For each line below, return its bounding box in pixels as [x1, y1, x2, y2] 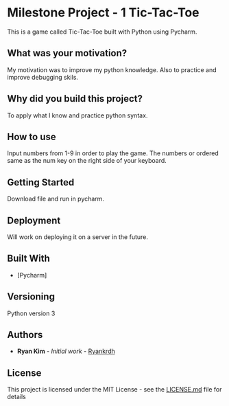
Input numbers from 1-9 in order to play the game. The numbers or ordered [7, 149, 219, 157]
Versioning [7, 291, 55, 303]
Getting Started [7, 177, 75, 188]
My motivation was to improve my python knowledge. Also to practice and [7, 65, 217, 74]
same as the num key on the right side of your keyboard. [7, 157, 167, 165]
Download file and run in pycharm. [7, 194, 105, 203]
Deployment [7, 214, 61, 226]
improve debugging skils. [7, 73, 79, 81]
